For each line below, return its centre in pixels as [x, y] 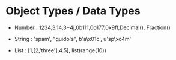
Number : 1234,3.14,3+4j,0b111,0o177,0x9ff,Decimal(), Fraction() [92, 27]
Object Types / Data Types [73, 11]
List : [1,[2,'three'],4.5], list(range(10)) [60, 50]
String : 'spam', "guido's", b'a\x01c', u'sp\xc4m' [73, 39]
